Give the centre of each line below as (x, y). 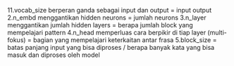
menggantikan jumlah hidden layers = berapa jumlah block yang (100, 25)
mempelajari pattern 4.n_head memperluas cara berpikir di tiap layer (107, 32)
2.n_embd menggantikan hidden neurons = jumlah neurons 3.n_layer (107, 18)
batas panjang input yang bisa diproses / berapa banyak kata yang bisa (111, 47)
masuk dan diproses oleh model (54, 55)
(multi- (217, 32)
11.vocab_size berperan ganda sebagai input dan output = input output (110, 10)
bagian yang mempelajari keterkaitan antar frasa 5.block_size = (125, 40)
